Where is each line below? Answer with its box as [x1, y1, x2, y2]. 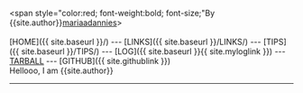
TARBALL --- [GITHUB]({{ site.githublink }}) [9, 56, 171, 66]
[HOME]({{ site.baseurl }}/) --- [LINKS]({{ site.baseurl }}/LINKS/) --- [9, 36, 262, 47]
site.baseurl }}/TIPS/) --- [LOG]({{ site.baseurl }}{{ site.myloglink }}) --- [21, 46, 286, 57]
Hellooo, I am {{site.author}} [9, 65, 115, 76]
